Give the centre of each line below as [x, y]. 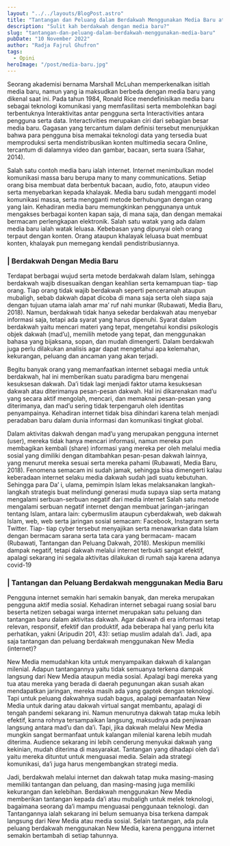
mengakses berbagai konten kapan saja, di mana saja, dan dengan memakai [115, 214]
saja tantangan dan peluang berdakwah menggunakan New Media [101, 642]
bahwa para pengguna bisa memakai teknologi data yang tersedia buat [107, 135]
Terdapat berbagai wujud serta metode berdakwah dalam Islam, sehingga [111, 276]
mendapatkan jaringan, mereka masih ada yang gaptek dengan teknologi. [111, 691]
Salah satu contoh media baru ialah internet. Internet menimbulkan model [110, 170]
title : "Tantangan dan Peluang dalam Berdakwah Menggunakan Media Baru [111, 20]
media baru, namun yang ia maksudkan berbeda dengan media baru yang [111, 91]
